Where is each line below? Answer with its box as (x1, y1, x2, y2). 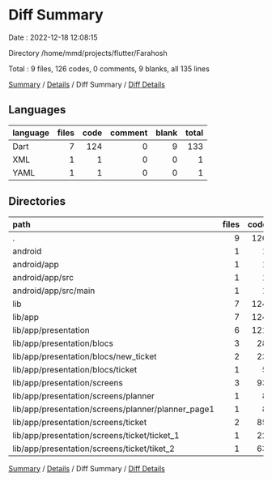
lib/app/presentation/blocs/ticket (12, 364, 138, 375)
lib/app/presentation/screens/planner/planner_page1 (12, 403, 215, 415)
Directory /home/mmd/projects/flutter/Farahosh (8, 48, 168, 57)
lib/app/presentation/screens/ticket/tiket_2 (12, 443, 176, 454)
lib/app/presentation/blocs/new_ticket (12, 351, 157, 362)
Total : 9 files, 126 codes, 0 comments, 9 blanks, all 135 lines (8, 63, 210, 74)
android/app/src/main (12, 285, 96, 296)
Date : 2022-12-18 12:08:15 (8, 32, 99, 42)
